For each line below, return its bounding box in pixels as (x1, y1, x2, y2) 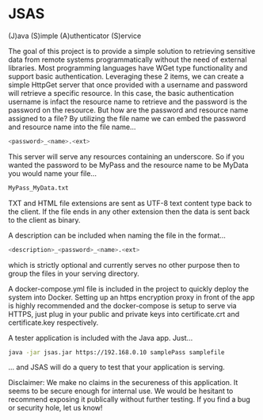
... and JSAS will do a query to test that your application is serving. (8, 362, 226, 372)
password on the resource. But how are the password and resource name (8, 105, 249, 115)
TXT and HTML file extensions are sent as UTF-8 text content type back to (8, 198, 252, 208)
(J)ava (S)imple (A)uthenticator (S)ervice (8, 31, 142, 40)
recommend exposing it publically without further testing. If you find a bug (8, 395, 251, 404)
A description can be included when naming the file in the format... (8, 231, 226, 240)
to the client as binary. (8, 215, 81, 224)
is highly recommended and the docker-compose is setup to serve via (8, 300, 237, 310)
